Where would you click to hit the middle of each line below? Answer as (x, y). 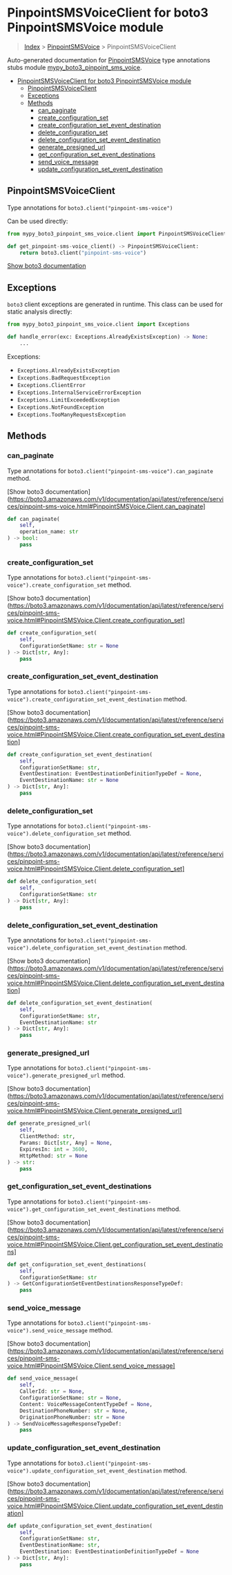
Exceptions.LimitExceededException (68, 400)
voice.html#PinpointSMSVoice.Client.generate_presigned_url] (95, 1111)
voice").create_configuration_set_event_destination (85, 700)
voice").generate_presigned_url (54, 1076)
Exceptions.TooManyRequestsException (71, 415)
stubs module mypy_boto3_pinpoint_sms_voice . (75, 67)
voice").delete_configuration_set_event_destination (85, 948)
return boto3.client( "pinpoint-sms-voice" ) (83, 253)
